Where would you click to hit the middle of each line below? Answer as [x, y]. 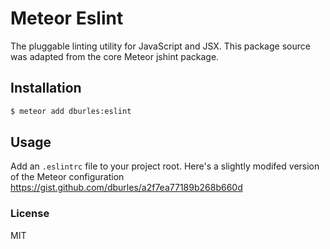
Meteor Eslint [67, 18]
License [30, 214]
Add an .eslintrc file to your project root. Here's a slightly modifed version [165, 166]
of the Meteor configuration [67, 177]
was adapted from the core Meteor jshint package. [115, 56]
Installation [46, 88]
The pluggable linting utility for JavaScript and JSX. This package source [160, 46]
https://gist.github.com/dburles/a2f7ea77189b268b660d [126, 188]
